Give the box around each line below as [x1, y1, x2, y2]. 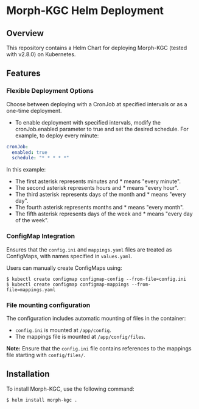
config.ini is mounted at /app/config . [15, 326, 111, 333]
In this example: [6, 166, 46, 173]
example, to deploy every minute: [15, 132, 99, 139]
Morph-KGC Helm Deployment [6, 4, 164, 18]
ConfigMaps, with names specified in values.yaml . [6, 252, 133, 259]
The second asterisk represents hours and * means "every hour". [15, 184, 179, 192]
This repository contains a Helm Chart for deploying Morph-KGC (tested [6, 44, 187, 51]
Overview [6, 28, 44, 38]
